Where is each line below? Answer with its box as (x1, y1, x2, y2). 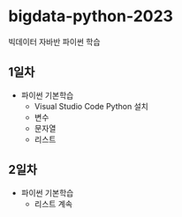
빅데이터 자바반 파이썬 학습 (8, 36, 101, 47)
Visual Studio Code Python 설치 (34, 101, 149, 111)
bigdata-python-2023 (8, 6, 174, 26)
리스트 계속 (34, 198, 72, 209)
